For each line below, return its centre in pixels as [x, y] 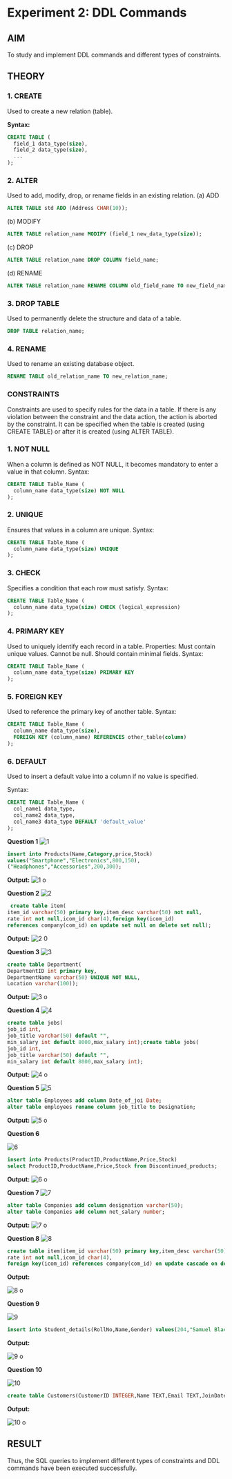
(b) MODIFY [24, 222]
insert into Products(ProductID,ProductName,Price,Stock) [92, 1160]
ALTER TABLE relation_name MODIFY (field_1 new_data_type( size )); [105, 234]
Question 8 [23, 1238]
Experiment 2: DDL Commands [97, 13]
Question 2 [23, 893]
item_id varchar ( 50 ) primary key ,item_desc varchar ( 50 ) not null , [105, 913]
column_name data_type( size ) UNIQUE [66, 549]
